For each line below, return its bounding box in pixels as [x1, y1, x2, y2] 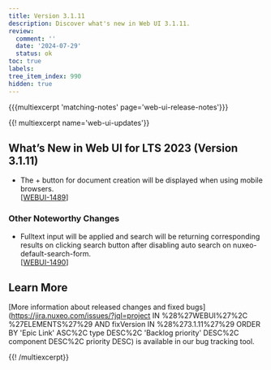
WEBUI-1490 [23, 257, 67, 267]
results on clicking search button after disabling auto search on [19, 240, 231, 250]
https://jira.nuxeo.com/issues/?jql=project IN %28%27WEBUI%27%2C [11, 311, 248, 321]
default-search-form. [19, 248, 92, 258]
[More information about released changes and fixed [8, 302, 185, 312]
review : [8, 27, 35, 35]
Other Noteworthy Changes [8, 213, 120, 224]
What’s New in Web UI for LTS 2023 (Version [8, 141, 239, 155]
